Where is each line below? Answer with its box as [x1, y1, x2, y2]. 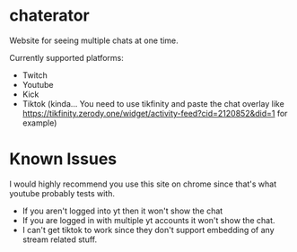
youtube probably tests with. [9, 187, 115, 198]
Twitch [22, 69, 48, 81]
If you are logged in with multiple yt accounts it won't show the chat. [22, 214, 275, 225]
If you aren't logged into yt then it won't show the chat [22, 205, 223, 216]
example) [22, 117, 57, 128]
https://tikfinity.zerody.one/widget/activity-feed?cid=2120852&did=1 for [22, 108, 288, 118]
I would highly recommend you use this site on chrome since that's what [9, 178, 277, 189]
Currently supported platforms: [9, 52, 124, 63]
